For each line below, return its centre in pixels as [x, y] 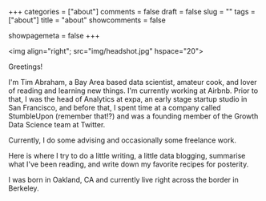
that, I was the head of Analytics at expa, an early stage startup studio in [128, 99]
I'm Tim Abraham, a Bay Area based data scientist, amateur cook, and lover [133, 82]
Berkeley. [24, 188]
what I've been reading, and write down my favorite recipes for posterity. [129, 164]
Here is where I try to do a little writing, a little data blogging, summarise [127, 156]
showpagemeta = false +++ [54, 36]
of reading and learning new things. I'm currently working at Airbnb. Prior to [133, 90]
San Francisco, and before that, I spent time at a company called [115, 108]
